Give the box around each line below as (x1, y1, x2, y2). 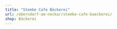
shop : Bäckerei (5, 16, 37, 21)
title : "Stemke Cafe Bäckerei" (5, 7, 70, 12)
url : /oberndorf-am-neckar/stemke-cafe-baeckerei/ (5, 12, 113, 17)
